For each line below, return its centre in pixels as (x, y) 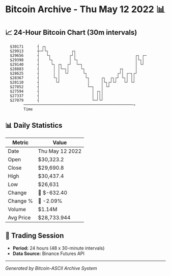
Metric (21, 142)
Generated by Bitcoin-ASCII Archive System (51, 268)
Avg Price (19, 217)
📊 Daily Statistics (34, 125)
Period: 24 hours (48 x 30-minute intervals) (59, 248)
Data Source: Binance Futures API (49, 254)
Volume (17, 209)
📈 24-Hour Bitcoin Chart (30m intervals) (71, 32)
